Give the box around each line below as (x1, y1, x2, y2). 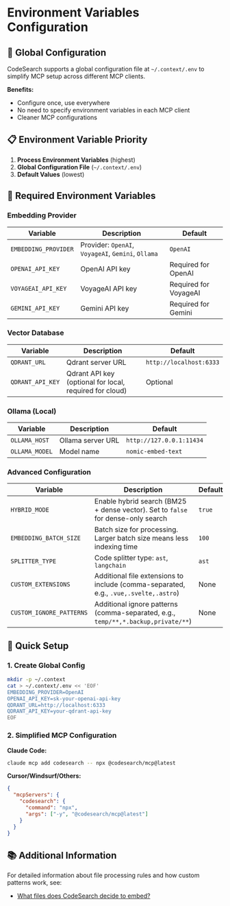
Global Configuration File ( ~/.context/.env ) (16, 163, 142, 171)
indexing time (94, 542, 138, 551)
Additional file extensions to (94, 571, 183, 581)
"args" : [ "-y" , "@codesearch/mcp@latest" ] (25, 811, 149, 818)
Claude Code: (7, 746, 47, 754)
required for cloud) (66, 385, 127, 395)
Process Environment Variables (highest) (16, 156, 136, 164)
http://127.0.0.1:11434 (126, 437, 204, 444)
